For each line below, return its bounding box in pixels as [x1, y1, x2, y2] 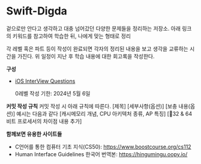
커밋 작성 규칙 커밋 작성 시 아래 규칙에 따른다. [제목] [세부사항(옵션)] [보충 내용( [6, 102, 191, 109]
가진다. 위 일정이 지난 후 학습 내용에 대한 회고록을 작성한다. [17, 52, 155, 59]
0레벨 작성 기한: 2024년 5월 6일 [14, 90, 91, 97]
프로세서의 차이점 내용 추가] [17, 117, 82, 124]
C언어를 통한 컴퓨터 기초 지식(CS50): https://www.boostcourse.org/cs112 [14, 143, 191, 150]
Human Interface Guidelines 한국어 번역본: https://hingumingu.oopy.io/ [14, 150, 188, 157]
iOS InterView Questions [14, 77, 76, 85]
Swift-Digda [6, 4, 68, 18]
